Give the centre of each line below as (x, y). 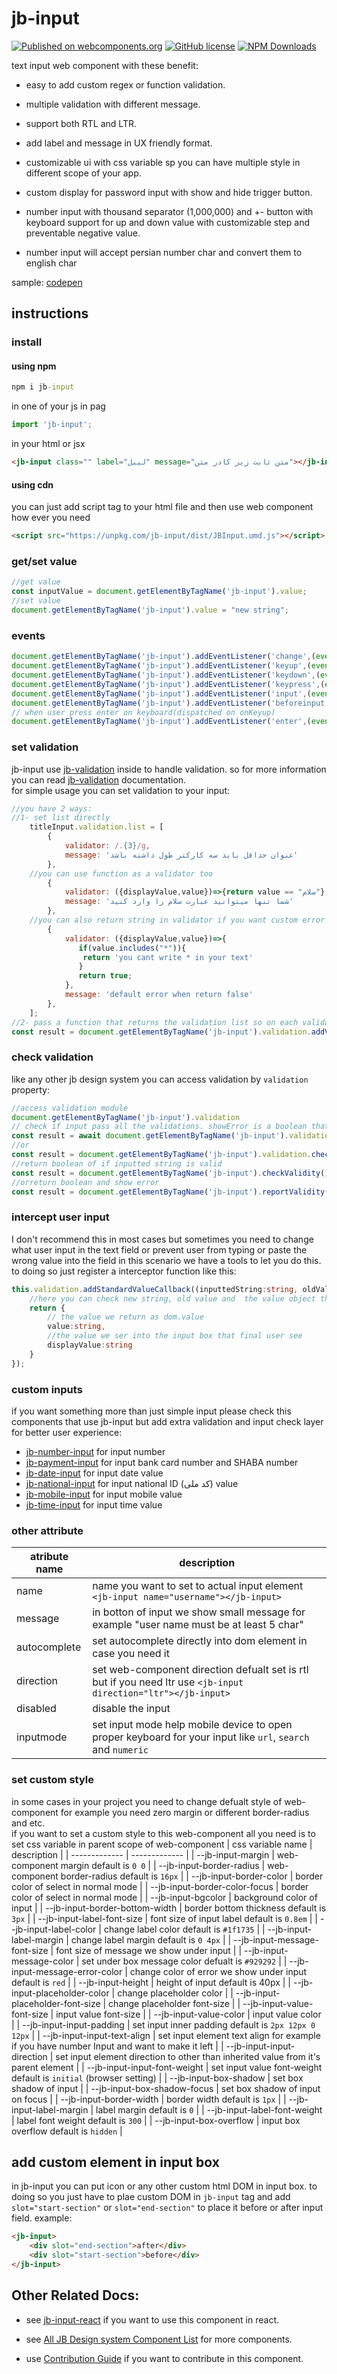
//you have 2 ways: (52, 808)
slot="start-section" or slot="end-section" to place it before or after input (167, 2208)
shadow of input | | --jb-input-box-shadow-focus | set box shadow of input (166, 2088)
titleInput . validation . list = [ (96, 827)
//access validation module (70, 1108)
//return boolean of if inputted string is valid (117, 1163)
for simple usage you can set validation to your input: (121, 790)
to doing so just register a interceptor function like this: (124, 1271)
